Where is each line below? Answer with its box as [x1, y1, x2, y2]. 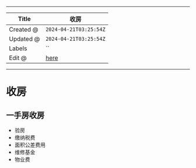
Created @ [9, 26, 38, 33]
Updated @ [9, 35, 40, 43]
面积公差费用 [14, 141, 45, 148]
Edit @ [9, 54, 27, 62]
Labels [9, 44, 27, 52]
